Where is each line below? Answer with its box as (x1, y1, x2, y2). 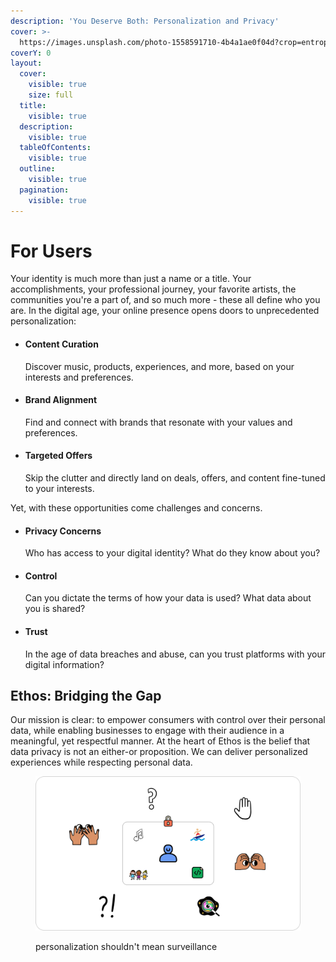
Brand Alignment (24, 394, 98, 406)
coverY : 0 (10, 48, 52, 58)
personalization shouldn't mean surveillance (35, 940, 218, 952)
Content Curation (24, 338, 99, 350)
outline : (19, 164, 56, 174)
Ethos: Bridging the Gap (10, 688, 162, 705)
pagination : (19, 185, 70, 195)
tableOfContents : (19, 143, 92, 153)
